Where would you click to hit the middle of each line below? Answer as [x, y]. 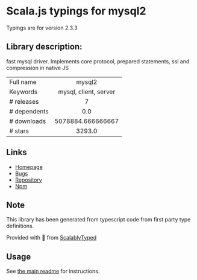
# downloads [28, 121]
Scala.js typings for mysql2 [76, 11]
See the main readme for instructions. [53, 271]
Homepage [29, 167]
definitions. [20, 226]
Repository [28, 180]
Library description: [44, 47]
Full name [23, 81]
